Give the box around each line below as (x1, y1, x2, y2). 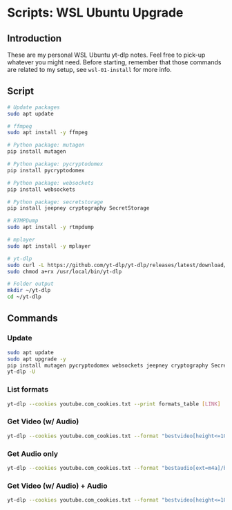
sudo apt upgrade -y (7, 355, 67, 363)
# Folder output (7, 280, 54, 288)
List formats (7, 385, 49, 394)
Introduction (7, 33, 62, 44)
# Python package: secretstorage (7, 199, 104, 206)
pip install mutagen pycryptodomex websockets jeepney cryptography (7, 362, 209, 369)
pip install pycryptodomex (7, 167, 85, 174)
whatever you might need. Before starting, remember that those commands (7, 58, 222, 66)
